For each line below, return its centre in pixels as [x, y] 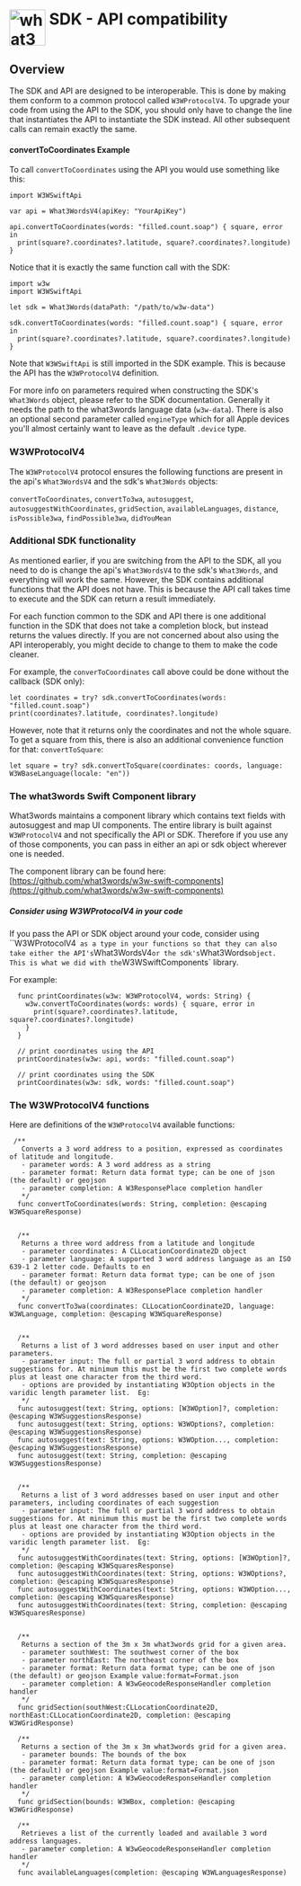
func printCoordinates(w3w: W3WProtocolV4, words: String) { [134, 996]
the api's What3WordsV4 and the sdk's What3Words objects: [114, 481]
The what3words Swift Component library [103, 796]
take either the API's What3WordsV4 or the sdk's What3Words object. [143, 953]
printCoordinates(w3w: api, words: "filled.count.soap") [126, 1059]
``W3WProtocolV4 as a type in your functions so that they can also [143, 943]
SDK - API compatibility [138, 19]
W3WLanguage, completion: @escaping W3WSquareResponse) [116, 1314]
